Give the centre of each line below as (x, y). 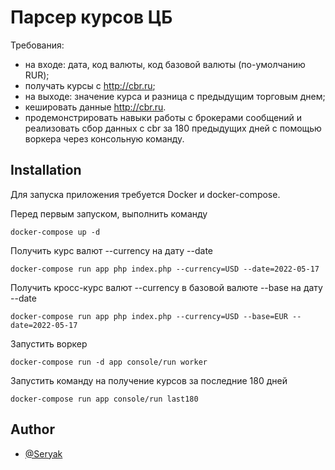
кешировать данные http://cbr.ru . (95, 107)
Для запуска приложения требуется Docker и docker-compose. (145, 194)
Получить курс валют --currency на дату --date (112, 250)
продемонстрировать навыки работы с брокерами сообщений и (163, 117)
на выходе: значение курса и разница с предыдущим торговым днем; (175, 96)
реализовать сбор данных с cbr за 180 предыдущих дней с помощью (173, 128)
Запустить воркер (49, 343)
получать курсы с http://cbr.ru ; (90, 85)
